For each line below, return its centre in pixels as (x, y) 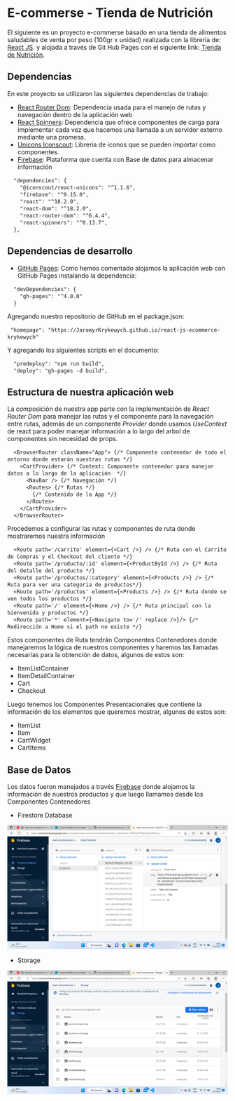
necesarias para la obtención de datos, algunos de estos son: (96, 655)
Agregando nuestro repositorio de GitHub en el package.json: (96, 316)
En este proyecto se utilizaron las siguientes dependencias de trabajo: (108, 93)
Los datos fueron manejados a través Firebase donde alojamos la (101, 787)
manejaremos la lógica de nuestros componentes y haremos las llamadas (113, 647)
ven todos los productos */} (50, 599)
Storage (29, 960)
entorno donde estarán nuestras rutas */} (70, 460)
